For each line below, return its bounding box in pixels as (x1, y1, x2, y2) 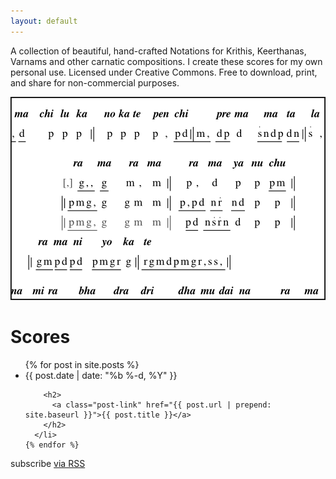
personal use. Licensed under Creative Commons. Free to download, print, (10, 66, 318, 78)
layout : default (10, 16, 78, 26)
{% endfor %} (24, 440, 80, 450)
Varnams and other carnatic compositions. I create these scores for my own (10, 55, 323, 67)
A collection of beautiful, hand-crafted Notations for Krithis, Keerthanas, (10, 45, 307, 57)
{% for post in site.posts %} (24, 358, 140, 370)
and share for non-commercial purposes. (10, 76, 180, 89)
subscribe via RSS (10, 457, 86, 469)
